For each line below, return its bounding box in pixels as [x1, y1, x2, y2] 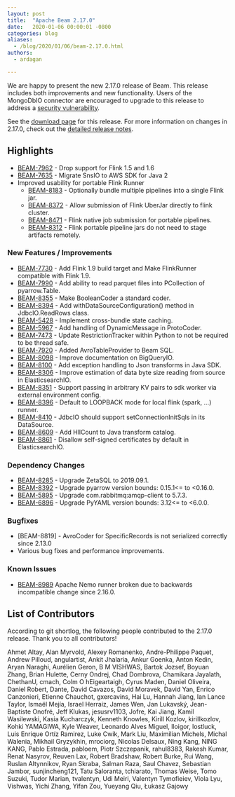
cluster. [27, 208, 50, 217]
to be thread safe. [17, 338, 69, 347]
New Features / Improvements [7, 248, 112, 258]
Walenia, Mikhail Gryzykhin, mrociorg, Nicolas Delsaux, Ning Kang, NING [7, 737, 217, 745]
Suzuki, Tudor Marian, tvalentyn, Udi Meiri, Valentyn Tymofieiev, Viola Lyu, [7, 774, 223, 782]
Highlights [7, 145, 54, 157]
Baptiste [7, 707, 32, 716]
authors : [7, 50, 33, 57]
